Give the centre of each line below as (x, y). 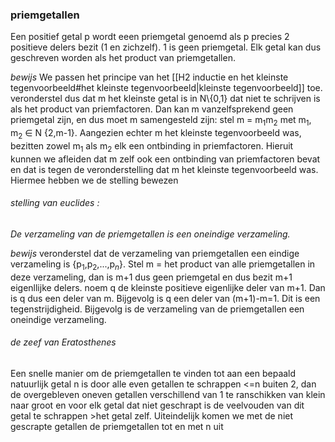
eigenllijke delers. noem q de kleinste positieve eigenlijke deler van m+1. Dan (168, 287)
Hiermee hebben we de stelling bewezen (94, 180)
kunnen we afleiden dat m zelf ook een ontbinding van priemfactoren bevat (165, 159)
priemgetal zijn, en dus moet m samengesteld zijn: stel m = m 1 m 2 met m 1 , (161, 121)
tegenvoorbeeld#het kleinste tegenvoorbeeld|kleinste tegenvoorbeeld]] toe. (166, 88)
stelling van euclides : (55, 203)
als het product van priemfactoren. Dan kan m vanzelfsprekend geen (152, 109)
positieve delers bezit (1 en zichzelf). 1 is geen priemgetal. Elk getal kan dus (166, 47)
